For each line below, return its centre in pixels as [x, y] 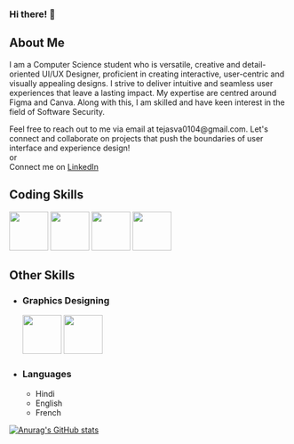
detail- [254, 64]
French [48, 412]
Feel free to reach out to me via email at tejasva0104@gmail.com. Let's [139, 129]
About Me [37, 43]
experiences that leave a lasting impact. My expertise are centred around [143, 93]
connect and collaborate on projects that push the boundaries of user [136, 138]
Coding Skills [47, 195]
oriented [24, 74]
